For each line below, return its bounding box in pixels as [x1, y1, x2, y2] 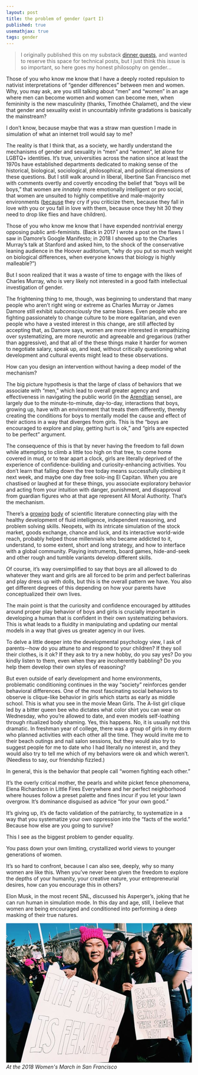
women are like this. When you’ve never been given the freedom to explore [6, 869, 189, 876]
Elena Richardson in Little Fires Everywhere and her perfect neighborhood [6, 785, 186, 793]
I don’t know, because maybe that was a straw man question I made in [6, 124, 177, 132]
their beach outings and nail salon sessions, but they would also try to [6, 738, 176, 745]
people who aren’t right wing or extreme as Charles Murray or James [6, 301, 174, 309]
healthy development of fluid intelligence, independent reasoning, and [6, 517, 177, 524]
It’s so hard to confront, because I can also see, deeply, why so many [6, 863, 174, 870]
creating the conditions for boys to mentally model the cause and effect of [6, 412, 187, 419]
